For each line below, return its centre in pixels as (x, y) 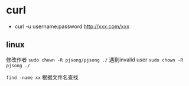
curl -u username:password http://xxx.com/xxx (72, 26)
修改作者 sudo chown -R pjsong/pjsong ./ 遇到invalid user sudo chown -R (95, 60)
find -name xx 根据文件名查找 (42, 77)
